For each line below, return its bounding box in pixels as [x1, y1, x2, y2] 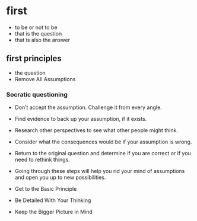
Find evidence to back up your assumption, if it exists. [14, 116, 147, 123]
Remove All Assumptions [14, 75, 76, 82]
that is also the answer [14, 36, 70, 43]
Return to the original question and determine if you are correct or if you [14, 150, 191, 157]
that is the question [14, 30, 62, 37]
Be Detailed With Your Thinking [14, 197, 91, 204]
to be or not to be [14, 24, 58, 31]
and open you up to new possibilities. [14, 174, 106, 181]
